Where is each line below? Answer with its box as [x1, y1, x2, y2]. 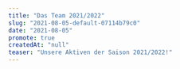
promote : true [8, 33, 56, 42]
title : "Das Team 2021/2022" [8, 11, 105, 20]
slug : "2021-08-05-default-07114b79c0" [8, 19, 141, 27]
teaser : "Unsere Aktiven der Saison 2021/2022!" [8, 48, 173, 56]
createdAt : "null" [8, 41, 69, 49]
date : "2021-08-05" [8, 26, 73, 34]
